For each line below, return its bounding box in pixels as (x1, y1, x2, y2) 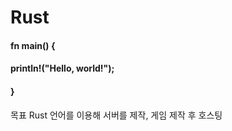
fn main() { (10, 39, 56, 51)
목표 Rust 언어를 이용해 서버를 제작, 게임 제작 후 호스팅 (10, 109, 223, 121)
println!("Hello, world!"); (10, 62, 115, 75)
